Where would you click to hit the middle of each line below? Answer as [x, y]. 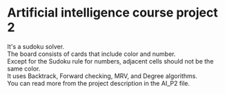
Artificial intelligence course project [113, 13]
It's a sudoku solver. [36, 46]
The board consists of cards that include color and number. [91, 54]
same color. [24, 68]
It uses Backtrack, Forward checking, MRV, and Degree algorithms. [102, 76]
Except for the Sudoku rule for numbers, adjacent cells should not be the [110, 61]
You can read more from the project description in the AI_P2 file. [99, 83]
